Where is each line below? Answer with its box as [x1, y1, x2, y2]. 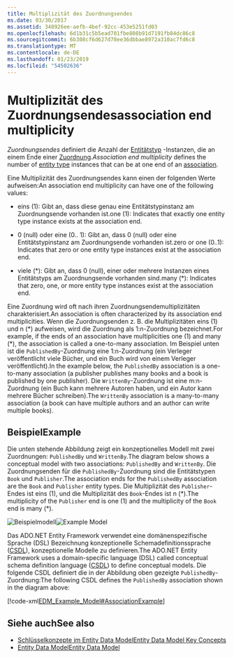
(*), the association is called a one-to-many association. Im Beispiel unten [7, 339, 220, 348]
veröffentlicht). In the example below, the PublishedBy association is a [7, 362, 205, 370]
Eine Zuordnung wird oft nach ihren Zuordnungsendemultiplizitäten [7, 302, 200, 310]
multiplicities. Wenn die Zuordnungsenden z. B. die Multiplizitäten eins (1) [7, 317, 218, 325]
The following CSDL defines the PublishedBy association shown [41, 576, 224, 585]
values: [7, 188, 28, 196]
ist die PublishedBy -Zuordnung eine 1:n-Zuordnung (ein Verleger [7, 347, 192, 355]
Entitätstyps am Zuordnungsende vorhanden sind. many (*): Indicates [17, 273, 217, 282]
